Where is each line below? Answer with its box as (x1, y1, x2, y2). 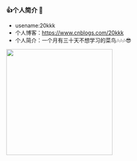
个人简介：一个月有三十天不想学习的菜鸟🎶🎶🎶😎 (15, 37, 132, 44)
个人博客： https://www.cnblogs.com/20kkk (15, 29, 124, 36)
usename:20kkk (15, 22, 56, 29)
